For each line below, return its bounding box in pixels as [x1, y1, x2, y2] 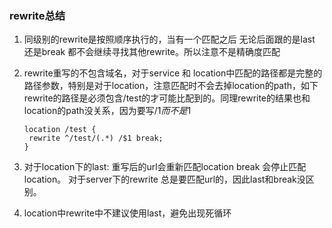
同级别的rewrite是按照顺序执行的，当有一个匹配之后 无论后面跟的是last [23, 33, 316, 46]
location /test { [23, 125, 97, 135]
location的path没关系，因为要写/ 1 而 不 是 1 [23, 105, 192, 117]
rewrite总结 [9, 8, 66, 22]
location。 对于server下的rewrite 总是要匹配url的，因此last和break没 [23, 173, 306, 186]
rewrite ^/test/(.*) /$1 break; [28, 133, 164, 144]
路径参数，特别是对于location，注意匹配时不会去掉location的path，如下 [23, 80, 319, 92]
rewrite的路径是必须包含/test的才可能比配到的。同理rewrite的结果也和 [23, 92, 311, 104]
